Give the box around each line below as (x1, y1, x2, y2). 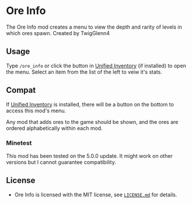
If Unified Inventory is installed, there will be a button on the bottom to (6, 101, 174, 108)
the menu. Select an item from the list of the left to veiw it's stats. (6, 68, 162, 75)
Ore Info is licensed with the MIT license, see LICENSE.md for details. (14, 191, 177, 198)
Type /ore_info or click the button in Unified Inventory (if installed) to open (6, 62, 187, 69)
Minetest (6, 139, 32, 147)
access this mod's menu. (6, 107, 67, 114)
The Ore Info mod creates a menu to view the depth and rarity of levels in (6, 23, 182, 30)
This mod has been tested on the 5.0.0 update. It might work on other (6, 152, 173, 159)
